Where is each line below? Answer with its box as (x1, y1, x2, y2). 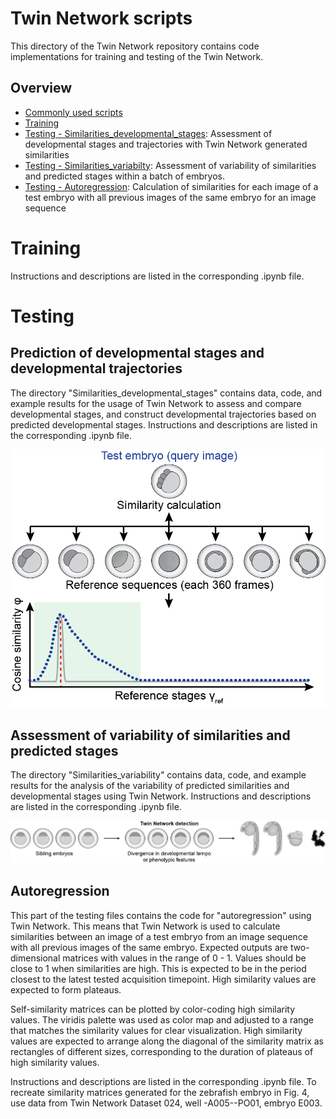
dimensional (10, 952, 61, 964)
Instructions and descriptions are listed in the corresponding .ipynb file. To (10, 1075, 317, 1087)
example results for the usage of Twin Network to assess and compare (10, 397, 302, 409)
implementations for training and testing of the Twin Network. (10, 50, 264, 62)
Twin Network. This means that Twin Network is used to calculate (10, 920, 281, 932)
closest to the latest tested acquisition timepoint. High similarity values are (10, 973, 317, 985)
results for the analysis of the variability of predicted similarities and (10, 780, 290, 792)
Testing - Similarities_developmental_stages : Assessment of (24, 127, 273, 139)
